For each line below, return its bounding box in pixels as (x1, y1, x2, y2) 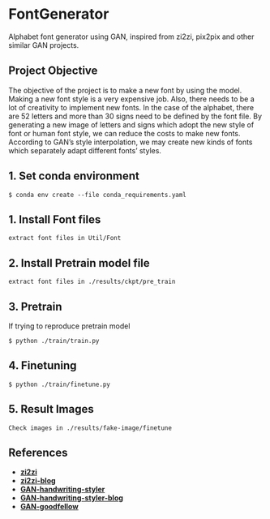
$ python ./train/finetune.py (8, 380, 111, 388)
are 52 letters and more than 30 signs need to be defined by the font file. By (8, 111, 262, 121)
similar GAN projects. (8, 40, 79, 49)
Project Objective (8, 64, 98, 78)
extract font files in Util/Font (8, 234, 122, 242)
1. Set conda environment (8, 169, 139, 183)
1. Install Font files (8, 212, 101, 226)
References (8, 446, 68, 460)
